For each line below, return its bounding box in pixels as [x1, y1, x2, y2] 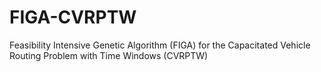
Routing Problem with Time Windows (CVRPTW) [9, 49, 209, 61]
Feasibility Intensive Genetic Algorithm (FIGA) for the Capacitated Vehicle [9, 39, 311, 51]
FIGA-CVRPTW [9, 6, 137, 29]
